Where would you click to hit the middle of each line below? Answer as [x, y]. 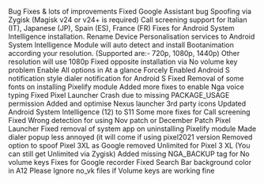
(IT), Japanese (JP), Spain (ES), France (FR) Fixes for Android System [121, 28]
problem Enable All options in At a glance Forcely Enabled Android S [119, 70]
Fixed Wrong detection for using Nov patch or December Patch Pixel [119, 120]
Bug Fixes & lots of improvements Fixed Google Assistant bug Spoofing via [130, 11]
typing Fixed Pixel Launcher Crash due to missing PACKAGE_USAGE [119, 95]
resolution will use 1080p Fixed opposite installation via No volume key [123, 62]
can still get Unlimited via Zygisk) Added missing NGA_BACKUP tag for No [129, 154]
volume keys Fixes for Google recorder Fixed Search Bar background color [130, 162]
